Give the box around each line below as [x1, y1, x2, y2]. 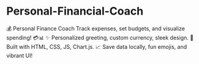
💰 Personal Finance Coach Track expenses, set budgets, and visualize [6, 24, 186, 32]
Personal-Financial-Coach [6, 4, 144, 18]
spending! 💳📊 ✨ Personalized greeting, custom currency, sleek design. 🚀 [6, 34, 194, 41]
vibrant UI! [6, 52, 32, 59]
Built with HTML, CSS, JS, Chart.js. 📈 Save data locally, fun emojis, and [6, 43, 187, 50]
